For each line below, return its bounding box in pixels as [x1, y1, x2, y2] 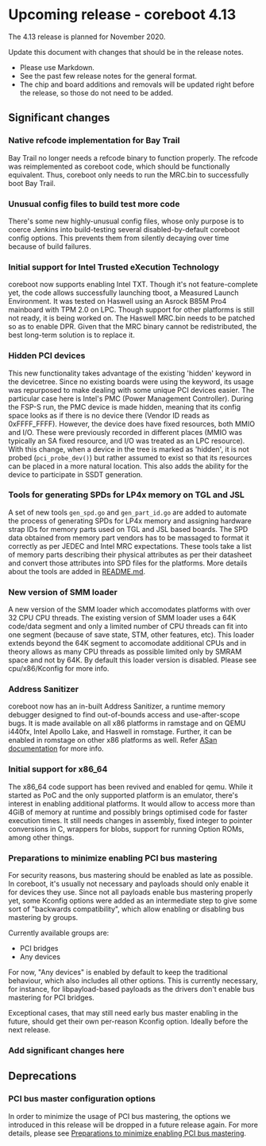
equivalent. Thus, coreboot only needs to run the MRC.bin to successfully [8, 169, 249, 180]
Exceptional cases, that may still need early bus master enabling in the [8, 1008, 238, 1017]
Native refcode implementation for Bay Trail [8, 135, 180, 146]
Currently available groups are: [8, 928, 110, 938]
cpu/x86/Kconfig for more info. [8, 664, 110, 674]
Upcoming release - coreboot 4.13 [8, 6, 237, 24]
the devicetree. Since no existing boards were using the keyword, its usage [8, 376, 254, 387]
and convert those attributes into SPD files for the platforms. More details [8, 558, 248, 568]
